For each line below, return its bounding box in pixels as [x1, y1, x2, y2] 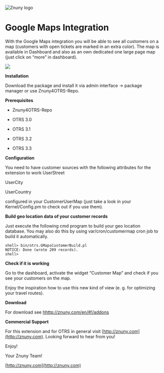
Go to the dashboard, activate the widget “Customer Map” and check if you [5, 270, 159, 276]
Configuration [5, 155, 35, 161]
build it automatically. [5, 233, 48, 239]
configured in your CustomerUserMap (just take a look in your [5, 198, 131, 204]
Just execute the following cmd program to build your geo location [5, 223, 141, 229]
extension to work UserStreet [5, 170, 65, 176]
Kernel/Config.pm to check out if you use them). [5, 203, 104, 210]
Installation [5, 73, 29, 79]
